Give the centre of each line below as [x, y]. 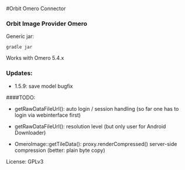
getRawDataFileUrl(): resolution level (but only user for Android [90, 126]
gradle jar [19, 47]
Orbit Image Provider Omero [47, 23]
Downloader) [30, 132]
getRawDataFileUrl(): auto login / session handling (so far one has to [97, 108]
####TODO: [21, 97]
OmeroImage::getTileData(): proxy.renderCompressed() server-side [96, 144]
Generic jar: [20, 36]
